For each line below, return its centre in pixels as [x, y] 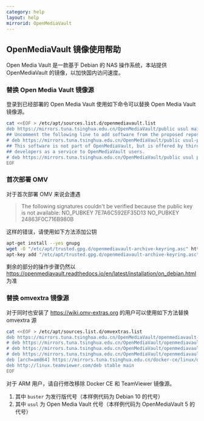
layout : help [23, 18]
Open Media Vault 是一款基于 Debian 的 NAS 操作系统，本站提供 [87, 65]
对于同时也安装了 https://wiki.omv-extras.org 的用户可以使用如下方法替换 [98, 312]
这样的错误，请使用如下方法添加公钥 [52, 231]
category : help [25, 12]
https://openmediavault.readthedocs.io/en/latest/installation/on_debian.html [101, 273]
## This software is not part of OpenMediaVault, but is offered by [95, 146]
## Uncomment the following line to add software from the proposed [95, 135]
